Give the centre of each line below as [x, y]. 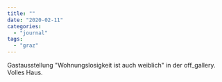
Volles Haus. [25, 72]
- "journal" [31, 33]
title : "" [22, 13]
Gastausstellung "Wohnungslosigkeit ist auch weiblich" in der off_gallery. [111, 65]
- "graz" [26, 45]
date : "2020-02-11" [35, 20]
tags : [15, 39]
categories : [24, 26]
